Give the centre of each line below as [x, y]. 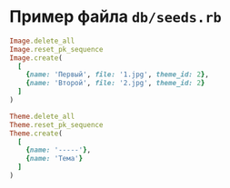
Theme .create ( [36, 134]
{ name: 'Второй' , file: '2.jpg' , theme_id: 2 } [115, 84]
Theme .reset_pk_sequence [56, 124]
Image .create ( [36, 58]
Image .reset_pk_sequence [56, 49]
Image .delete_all [42, 41]
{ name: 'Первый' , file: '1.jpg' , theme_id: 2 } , [117, 74]
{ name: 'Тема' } [55, 159]
